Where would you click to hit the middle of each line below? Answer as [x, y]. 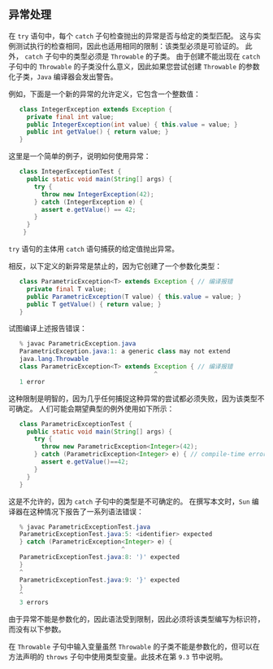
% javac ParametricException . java [78, 344]
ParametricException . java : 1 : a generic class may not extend [125, 352]
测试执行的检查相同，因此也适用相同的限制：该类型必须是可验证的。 [129, 46]
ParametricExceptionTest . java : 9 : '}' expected [100, 580]
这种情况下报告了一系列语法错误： [87, 511]
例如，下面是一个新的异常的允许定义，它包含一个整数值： [104, 94]
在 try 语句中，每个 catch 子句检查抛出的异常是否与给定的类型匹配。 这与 [131, 36]
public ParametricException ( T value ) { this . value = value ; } [134, 297]
